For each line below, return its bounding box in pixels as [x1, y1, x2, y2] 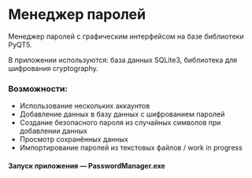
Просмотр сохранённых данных [19, 135, 128, 144]
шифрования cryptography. [8, 63, 98, 72]
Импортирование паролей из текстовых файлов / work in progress [19, 143, 243, 153]
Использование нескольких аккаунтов [19, 101, 150, 111]
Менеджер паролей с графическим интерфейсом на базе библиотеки [8, 32, 244, 41]
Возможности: [8, 83, 69, 94]
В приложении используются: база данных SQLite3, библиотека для [8, 55, 238, 65]
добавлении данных [19, 126, 88, 135]
